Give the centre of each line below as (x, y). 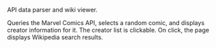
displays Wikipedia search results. (55, 37)
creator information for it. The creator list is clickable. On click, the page (108, 30)
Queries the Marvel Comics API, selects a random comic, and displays (106, 23)
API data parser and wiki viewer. (52, 10)
